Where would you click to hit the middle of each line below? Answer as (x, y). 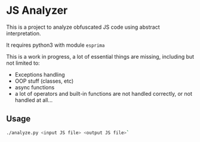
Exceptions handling (40, 74)
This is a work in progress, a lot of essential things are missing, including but (100, 56)
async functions (35, 87)
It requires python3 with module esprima (56, 45)
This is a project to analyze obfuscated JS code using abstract (83, 27)
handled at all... (33, 100)
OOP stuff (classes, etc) (44, 81)
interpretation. (24, 33)
